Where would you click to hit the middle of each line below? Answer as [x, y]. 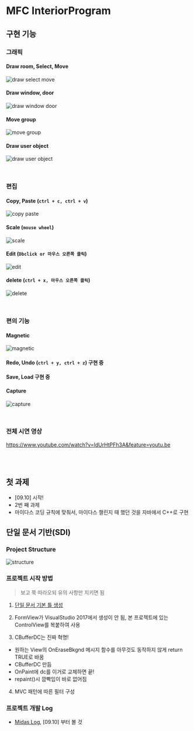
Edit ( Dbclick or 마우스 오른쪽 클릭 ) [46, 254]
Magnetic [18, 335]
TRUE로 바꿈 [29, 657]
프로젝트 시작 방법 [30, 578]
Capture [16, 391]
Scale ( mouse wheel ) [30, 228]
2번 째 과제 [27, 505]
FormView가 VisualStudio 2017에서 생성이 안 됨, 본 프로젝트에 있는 [91, 617]
